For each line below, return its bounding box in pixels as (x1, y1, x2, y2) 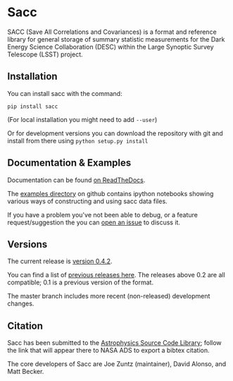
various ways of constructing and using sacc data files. (7, 197, 168, 205)
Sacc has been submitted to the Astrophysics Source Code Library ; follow (7, 339, 222, 347)
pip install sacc (7, 103, 58, 110)
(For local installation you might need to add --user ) (7, 115, 158, 123)
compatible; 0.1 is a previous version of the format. (7, 278, 153, 286)
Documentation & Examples (7, 157, 132, 169)
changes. (7, 299, 34, 308)
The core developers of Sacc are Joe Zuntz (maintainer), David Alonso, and (7, 360, 227, 368)
